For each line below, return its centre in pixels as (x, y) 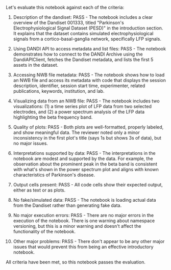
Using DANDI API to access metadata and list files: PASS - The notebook (90, 49)
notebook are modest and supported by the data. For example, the (83, 158)
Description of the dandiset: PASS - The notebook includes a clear (83, 17)
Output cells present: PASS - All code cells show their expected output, (88, 185)
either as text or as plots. (39, 190)
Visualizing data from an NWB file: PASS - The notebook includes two (86, 101)
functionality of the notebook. (44, 232)
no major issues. (30, 143)
